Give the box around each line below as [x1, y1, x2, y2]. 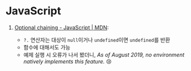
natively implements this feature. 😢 [23, 58, 112, 65]
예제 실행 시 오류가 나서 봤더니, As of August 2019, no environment [23, 51, 185, 58]
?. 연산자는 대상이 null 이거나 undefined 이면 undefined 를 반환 [23, 36, 171, 43]
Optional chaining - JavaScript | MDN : [14, 24, 109, 31]
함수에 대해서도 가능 [23, 44, 70, 51]
